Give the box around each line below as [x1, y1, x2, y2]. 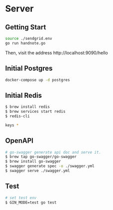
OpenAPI [5, 137, 34, 145]
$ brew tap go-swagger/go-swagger [5, 154, 77, 160]
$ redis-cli [5, 114, 30, 119]
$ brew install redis [5, 104, 50, 110]
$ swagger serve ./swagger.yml [5, 168, 70, 174]
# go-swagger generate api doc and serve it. [5, 150, 101, 155]
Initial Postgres [5, 64, 53, 73]
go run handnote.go [5, 40, 46, 45]
